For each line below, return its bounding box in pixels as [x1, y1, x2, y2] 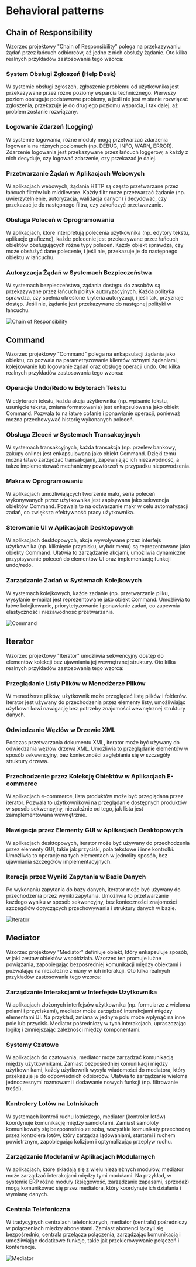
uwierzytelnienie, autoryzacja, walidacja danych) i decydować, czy [6, 195, 167, 202]
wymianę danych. [6, 1191, 49, 1198]
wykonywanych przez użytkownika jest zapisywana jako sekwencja [6, 496, 169, 504]
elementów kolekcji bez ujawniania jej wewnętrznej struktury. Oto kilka [6, 658, 176, 665]
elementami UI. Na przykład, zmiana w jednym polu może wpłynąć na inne [6, 1014, 185, 1021]
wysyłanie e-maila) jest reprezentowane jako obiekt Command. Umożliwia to [6, 596, 190, 603]
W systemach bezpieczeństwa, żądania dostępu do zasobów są [6, 282, 161, 289]
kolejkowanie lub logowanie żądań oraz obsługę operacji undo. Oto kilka [6, 363, 180, 370]
